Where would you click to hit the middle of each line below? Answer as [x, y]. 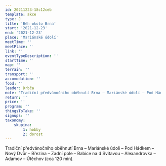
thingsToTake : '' [23, 111]
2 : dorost [33, 134]
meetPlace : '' [20, 47]
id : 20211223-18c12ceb [28, 10]
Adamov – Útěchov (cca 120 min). [40, 159]
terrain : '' [17, 70]
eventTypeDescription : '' [32, 56]
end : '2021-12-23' [24, 33]
